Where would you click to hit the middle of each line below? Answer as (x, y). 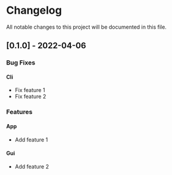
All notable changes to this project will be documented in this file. (87, 27)
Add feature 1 (31, 139)
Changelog (34, 10)
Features (19, 112)
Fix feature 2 (30, 97)
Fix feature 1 (30, 90)
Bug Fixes (21, 63)
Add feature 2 (32, 166)
